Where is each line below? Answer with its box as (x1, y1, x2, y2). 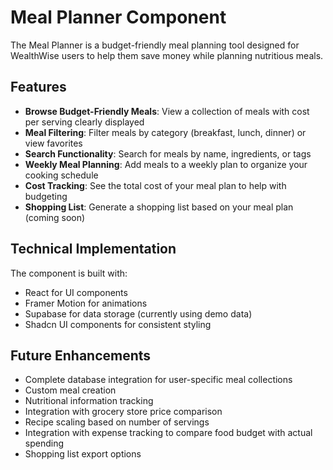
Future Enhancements (10, 347, 152, 364)
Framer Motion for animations (24, 297, 148, 309)
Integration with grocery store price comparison (24, 406, 223, 418)
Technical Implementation (10, 241, 177, 258)
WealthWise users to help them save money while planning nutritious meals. (10, 49, 324, 61)
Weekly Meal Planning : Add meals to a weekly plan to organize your (24, 158, 308, 170)
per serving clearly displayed (24, 116, 145, 128)
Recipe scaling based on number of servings (24, 416, 210, 428)
